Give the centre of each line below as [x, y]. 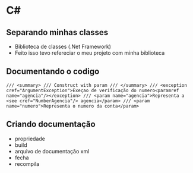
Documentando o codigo [53, 72]
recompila [27, 163]
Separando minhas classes [57, 32]
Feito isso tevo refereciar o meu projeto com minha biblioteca [90, 53]
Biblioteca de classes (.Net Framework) [63, 46]
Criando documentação [51, 125]
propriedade [30, 139]
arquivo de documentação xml [52, 151]
